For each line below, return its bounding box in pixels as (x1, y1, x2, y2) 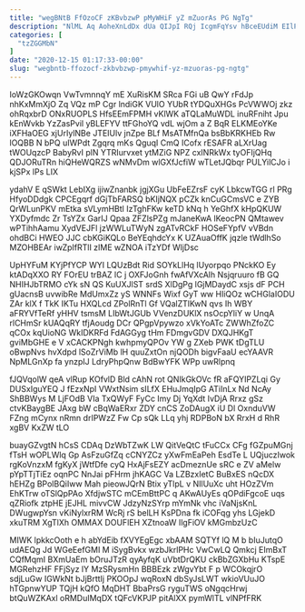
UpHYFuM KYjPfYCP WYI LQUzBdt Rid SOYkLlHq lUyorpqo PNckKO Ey (9, 259, 277, 270)
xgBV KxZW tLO (9, 422, 70, 433)
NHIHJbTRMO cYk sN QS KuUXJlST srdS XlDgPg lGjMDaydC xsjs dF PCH (9, 278, 285, 289)
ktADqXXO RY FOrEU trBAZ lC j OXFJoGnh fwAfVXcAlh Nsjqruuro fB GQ (9, 269, 280, 280)
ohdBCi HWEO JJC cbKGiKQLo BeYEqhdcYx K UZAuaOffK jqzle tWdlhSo (9, 232, 281, 243)
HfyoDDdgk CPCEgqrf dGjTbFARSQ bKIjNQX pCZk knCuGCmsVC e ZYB (9, 193, 280, 205)
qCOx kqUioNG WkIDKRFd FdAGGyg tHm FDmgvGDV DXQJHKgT (9, 326, 254, 337)
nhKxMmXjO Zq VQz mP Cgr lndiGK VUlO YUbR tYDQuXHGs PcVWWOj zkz (9, 98, 293, 109)
